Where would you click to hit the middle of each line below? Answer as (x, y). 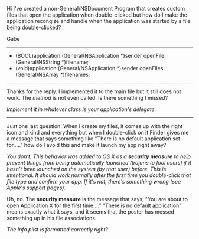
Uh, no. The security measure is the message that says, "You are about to (97, 199)
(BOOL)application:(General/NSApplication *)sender (79, 56)
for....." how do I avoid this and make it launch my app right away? (87, 145)
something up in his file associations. (52, 218)
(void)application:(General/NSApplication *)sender (76, 68)
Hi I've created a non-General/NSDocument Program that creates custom (96, 9)
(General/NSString (38, 62)
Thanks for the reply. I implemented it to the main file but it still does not (94, 91)
